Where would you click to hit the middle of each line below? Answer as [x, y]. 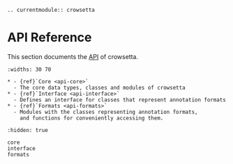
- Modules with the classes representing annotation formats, [106, 112]
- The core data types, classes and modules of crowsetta [100, 88]
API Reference [50, 38]
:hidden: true [28, 130]
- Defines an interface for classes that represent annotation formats [120, 100]
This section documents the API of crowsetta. [73, 56]
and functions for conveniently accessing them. [92, 118]
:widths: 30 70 [29, 69]
